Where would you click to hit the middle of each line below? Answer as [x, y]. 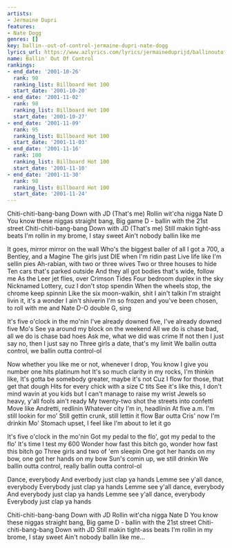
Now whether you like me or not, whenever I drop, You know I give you [108, 364]
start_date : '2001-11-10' [51, 168]
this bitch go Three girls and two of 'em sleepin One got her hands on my [111, 452]
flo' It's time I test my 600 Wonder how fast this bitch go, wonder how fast [113, 444]
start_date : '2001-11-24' [51, 194]
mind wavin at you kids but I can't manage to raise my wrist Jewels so [107, 394]
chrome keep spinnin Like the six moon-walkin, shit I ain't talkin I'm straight [114, 293]
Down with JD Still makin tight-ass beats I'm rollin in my [134, 530]
